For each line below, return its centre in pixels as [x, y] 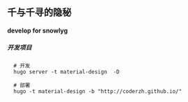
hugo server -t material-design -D [66, 71]
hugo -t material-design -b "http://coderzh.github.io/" [98, 91]
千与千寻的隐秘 [39, 12]
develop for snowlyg [38, 31]
